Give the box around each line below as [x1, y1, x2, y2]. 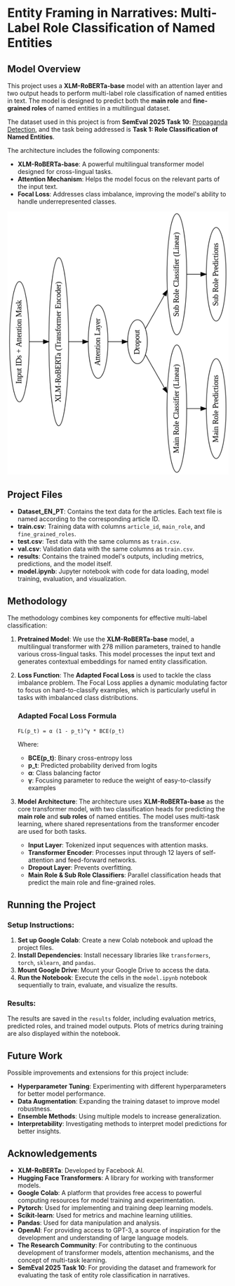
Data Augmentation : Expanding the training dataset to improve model [17, 1097, 220, 1106]
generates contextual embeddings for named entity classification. [17, 657, 208, 666]
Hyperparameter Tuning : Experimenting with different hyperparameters [17, 1082, 227, 1091]
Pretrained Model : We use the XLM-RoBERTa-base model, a [17, 635, 195, 644]
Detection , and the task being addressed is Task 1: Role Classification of [7, 125, 219, 133]
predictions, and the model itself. [17, 560, 113, 568]
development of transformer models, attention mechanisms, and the [17, 1248, 215, 1256]
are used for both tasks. [17, 828, 87, 836]
